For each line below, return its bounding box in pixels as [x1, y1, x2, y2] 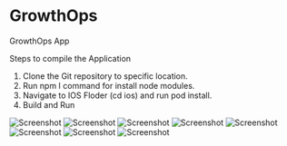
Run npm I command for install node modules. [22, 80, 195, 91]
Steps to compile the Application [9, 53, 132, 63]
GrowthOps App [9, 35, 70, 46]
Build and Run [22, 99, 75, 110]
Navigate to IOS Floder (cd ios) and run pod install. [22, 90, 213, 101]
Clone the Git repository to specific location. [22, 70, 188, 82]
